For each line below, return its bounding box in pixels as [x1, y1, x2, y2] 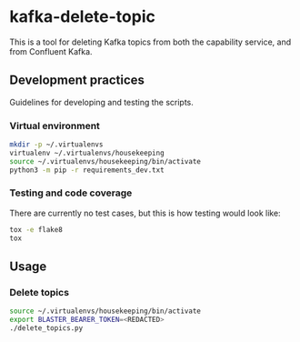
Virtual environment [9, 119, 100, 132]
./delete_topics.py [9, 324, 84, 333]
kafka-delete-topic [9, 6, 156, 27]
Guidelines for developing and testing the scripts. [9, 96, 194, 107]
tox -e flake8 [9, 225, 64, 234]
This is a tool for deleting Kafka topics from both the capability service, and [9, 36, 292, 47]
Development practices [9, 73, 145, 88]
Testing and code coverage [9, 186, 133, 199]
